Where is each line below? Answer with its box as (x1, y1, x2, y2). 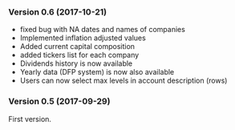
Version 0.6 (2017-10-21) (8, 6, 107, 18)
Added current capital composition (19, 42, 135, 51)
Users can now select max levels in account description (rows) (19, 75, 228, 86)
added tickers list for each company (19, 51, 140, 60)
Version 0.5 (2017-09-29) (8, 95, 111, 107)
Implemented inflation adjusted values (19, 33, 146, 43)
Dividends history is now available (19, 59, 133, 68)
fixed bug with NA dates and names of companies (19, 25, 186, 35)
